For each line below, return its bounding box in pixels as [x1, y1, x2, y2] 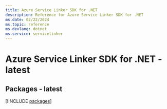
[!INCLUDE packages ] [5, 98, 52, 104]
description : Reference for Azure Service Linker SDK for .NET [5, 12, 144, 17]
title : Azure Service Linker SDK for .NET [5, 7, 98, 13]
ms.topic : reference [5, 21, 50, 27]
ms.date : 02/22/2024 [5, 17, 50, 22]
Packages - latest [5, 84, 63, 93]
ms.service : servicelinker [5, 31, 63, 36]
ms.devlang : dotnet [5, 27, 47, 32]
